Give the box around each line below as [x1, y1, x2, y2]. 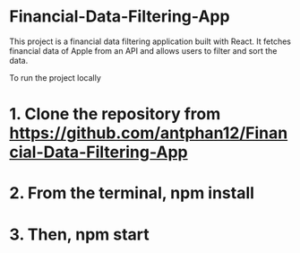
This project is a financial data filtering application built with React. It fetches [9, 36, 291, 47]
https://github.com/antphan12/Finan [9, 123, 288, 144]
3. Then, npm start [9, 224, 150, 244]
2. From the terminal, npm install [9, 183, 255, 204]
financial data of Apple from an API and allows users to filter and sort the [9, 45, 278, 56]
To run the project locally [9, 72, 101, 83]
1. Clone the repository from [9, 104, 221, 125]
